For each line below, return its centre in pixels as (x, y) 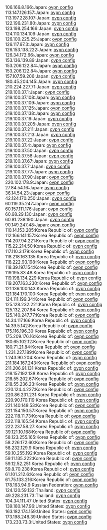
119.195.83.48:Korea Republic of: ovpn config (51, 272)
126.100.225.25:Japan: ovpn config (41, 39)
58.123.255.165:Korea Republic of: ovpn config (53, 437)
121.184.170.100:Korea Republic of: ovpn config (53, 294)
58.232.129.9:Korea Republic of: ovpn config (51, 448)
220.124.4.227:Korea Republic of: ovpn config (52, 389)
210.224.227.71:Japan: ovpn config (41, 87)
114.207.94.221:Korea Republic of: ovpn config (52, 241)
